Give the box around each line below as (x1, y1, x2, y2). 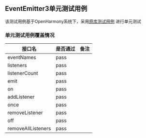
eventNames (7, 54, 36, 61)
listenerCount (7, 70, 38, 77)
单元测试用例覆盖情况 (5, 32, 55, 38)
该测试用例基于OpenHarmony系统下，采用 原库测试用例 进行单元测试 (5, 18, 141, 24)
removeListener (7, 109, 43, 116)
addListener (7, 94, 35, 101)
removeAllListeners (7, 125, 51, 132)
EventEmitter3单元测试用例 (5, 4, 88, 13)
